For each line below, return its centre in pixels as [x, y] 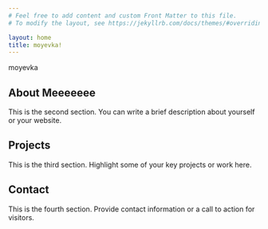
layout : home [30, 38]
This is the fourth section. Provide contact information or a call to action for [132, 209]
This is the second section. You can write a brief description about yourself [132, 112]
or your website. [35, 120]
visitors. [21, 217]
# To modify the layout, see [57, 23]
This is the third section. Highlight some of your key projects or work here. [130, 164]
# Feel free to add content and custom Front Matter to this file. [123, 16]
